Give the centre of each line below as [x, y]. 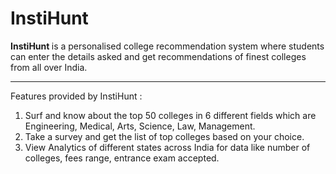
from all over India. [49, 67]
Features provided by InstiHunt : [76, 96]
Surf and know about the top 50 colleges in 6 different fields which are [170, 115]
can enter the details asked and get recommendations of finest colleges [158, 56]
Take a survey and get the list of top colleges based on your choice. [164, 136]
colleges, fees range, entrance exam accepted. [122, 158]
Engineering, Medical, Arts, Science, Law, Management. [140, 126]
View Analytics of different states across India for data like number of [167, 147]
